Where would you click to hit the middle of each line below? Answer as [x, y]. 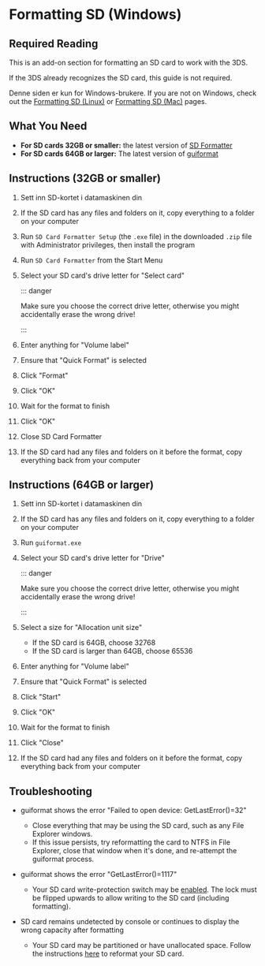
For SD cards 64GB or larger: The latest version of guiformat [119, 153]
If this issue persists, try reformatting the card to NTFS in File [131, 842]
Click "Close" [42, 743]
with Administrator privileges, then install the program [108, 244]
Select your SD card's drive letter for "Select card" [102, 275]
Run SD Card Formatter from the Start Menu [91, 260]
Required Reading [54, 44]
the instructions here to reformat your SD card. [108, 954]
